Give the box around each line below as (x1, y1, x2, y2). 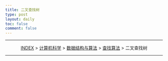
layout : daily (5, 16, 35, 21)
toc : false (5, 21, 28, 26)
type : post (5, 12, 28, 17)
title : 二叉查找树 (5, 7, 40, 12)
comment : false (5, 26, 37, 31)
